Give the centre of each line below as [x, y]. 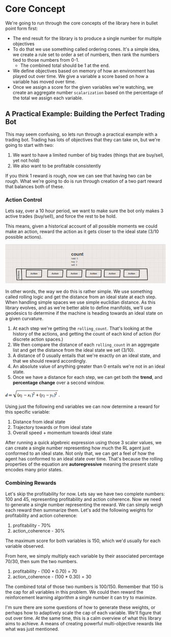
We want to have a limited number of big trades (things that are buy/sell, [88, 155]
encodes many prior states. [34, 469]
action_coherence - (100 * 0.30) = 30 [52, 577]
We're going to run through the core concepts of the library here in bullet [81, 23]
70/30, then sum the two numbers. [41, 562]
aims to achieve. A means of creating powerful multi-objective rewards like [84, 624]
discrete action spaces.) [38, 339]
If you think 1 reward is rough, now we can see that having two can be [78, 175]
